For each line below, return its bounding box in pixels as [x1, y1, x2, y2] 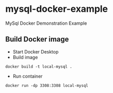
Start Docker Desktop [12, 48, 59, 54]
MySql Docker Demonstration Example [5, 20, 87, 26]
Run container [12, 73, 43, 79]
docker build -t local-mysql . [5, 64, 72, 69]
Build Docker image [5, 35, 69, 44]
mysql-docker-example [5, 3, 108, 15]
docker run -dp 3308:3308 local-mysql [5, 83, 88, 88]
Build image [12, 54, 38, 60]
